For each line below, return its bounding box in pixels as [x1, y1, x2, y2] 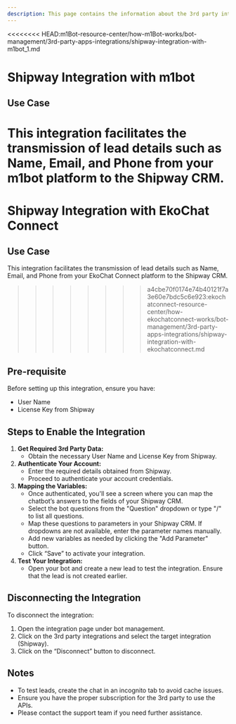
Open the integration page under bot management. [17, 624, 165, 632]
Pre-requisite [7, 366, 67, 377]
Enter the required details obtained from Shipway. [27, 467, 172, 475]
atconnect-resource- [147, 300, 208, 308]
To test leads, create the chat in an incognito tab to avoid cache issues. [17, 686, 223, 694]
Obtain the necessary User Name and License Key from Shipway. [27, 452, 218, 461]
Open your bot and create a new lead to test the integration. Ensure [27, 564, 223, 573]
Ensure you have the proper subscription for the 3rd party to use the [17, 693, 216, 701]
